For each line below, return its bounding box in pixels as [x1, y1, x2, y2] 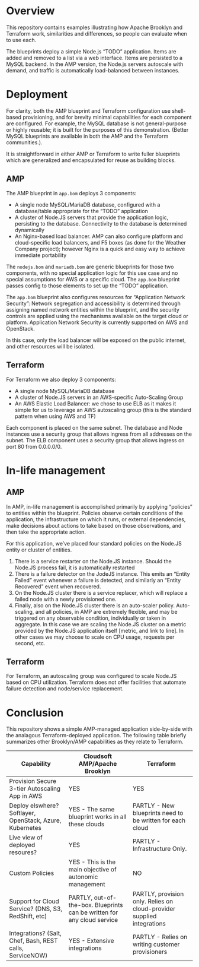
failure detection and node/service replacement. [6, 685, 124, 692]
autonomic [68, 873, 98, 881]
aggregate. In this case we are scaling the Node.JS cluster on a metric [14, 620, 187, 627]
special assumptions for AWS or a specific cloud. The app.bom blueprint [6, 275, 180, 283]
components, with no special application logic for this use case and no [6, 269, 178, 277]
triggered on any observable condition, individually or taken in [14, 614, 166, 622]
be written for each [132, 816, 186, 825]
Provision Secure [9, 777, 57, 785]
